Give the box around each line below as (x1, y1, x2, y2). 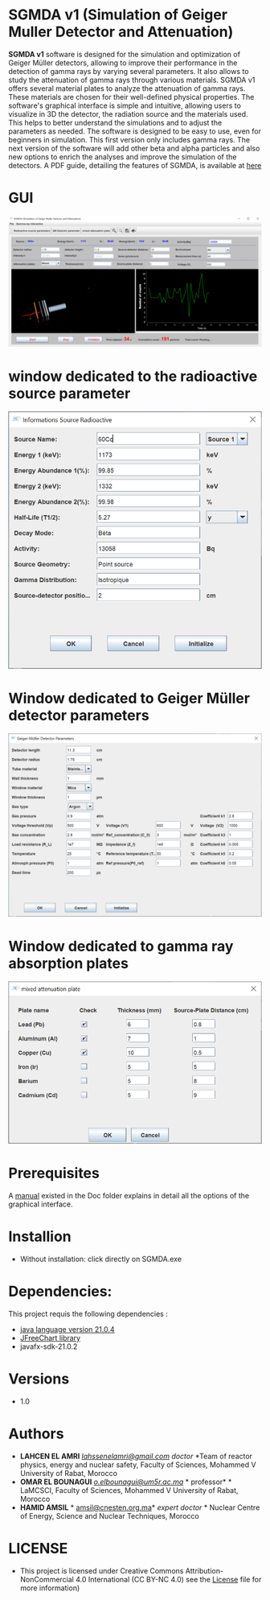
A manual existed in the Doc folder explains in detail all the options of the (8, 1191, 250, 1201)
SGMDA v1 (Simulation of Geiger (8, 6, 227, 24)
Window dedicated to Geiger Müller (8, 689, 251, 707)
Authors (8, 1425, 64, 1443)
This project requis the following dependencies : (8, 1309, 169, 1318)
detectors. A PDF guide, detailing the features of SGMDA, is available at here (8, 160, 262, 170)
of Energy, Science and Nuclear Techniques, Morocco (19, 1511, 199, 1520)
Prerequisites (8, 1165, 100, 1182)
